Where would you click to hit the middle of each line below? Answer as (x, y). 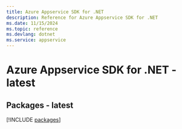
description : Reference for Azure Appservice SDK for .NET (82, 18)
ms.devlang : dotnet (31, 35)
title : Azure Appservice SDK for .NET (55, 12)
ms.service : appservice (36, 40)
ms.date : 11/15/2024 (32, 23)
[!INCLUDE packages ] (34, 120)
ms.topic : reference (32, 29)
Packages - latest (40, 105)
